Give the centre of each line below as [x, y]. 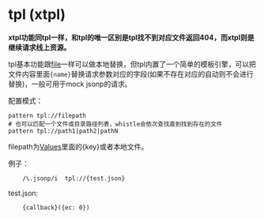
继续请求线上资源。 [40, 47]
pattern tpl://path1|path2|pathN [63, 131]
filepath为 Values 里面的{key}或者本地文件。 [78, 146]
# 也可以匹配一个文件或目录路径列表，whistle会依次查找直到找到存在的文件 [115, 124]
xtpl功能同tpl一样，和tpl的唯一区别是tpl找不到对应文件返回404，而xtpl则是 [131, 37]
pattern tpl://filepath [47, 115]
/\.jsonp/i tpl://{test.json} [74, 178]
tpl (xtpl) [37, 15]
